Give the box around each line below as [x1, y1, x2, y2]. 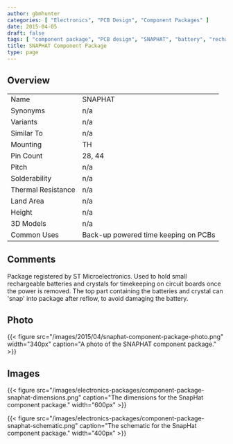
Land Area [10, 196, 44, 206]
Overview [7, 74, 51, 87]
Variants [10, 117, 38, 126]
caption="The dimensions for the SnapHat [83, 393, 204, 402]
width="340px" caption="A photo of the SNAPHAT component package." [7, 340, 217, 348]
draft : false [7, 29, 45, 37]
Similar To [10, 128, 43, 138]
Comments [7, 254, 56, 265]
